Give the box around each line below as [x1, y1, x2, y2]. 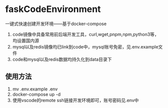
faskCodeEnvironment [5, 3, 101, 15]
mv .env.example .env [12, 86, 58, 92]
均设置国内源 [12, 37, 39, 43]
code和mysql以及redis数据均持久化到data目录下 [12, 56, 112, 62]
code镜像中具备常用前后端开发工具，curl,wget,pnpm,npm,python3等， [12, 31, 159, 37]
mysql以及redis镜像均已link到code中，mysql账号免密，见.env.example [12, 43, 159, 49]
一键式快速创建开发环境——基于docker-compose [5, 20, 107, 26]
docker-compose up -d [12, 91, 61, 97]
